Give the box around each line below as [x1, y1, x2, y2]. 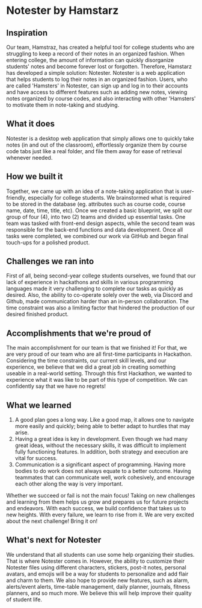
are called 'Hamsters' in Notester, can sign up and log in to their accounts [6, 82, 188, 89]
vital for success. [14, 455, 58, 462]
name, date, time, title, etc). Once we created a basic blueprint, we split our [6, 206, 192, 214]
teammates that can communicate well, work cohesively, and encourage [14, 474, 195, 481]
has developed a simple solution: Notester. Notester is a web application [6, 69, 185, 76]
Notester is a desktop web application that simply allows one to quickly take [6, 135, 194, 142]
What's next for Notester [6, 535, 102, 545]
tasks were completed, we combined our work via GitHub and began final [6, 232, 188, 239]
